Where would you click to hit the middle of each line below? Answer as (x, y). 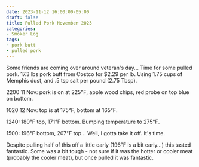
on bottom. (20, 98)
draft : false (22, 17)
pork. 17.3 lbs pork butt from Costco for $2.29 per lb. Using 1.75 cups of (94, 74)
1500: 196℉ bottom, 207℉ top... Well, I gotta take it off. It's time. (86, 133)
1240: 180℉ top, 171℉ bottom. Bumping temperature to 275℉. (83, 122)
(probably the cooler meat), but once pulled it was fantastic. (80, 157)
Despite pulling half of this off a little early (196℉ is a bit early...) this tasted (99, 145)
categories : (21, 28)
